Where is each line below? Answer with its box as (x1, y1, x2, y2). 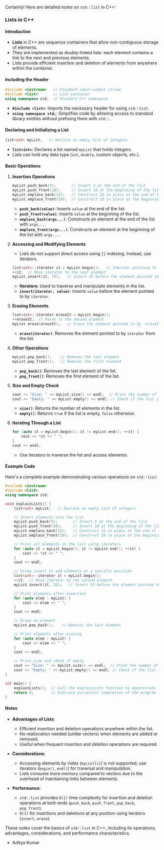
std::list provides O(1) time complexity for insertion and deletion (19, 794, 153, 801)
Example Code (5, 463, 35, 469)
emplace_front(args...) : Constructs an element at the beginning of (19, 226, 155, 232)
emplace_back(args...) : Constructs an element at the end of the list (19, 216, 155, 222)
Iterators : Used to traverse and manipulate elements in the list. (19, 283, 145, 289)
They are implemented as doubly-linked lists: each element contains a (12, 50, 153, 56)
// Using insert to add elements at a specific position (14, 569, 132, 574)
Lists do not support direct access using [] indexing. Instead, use (19, 250, 151, 256)
